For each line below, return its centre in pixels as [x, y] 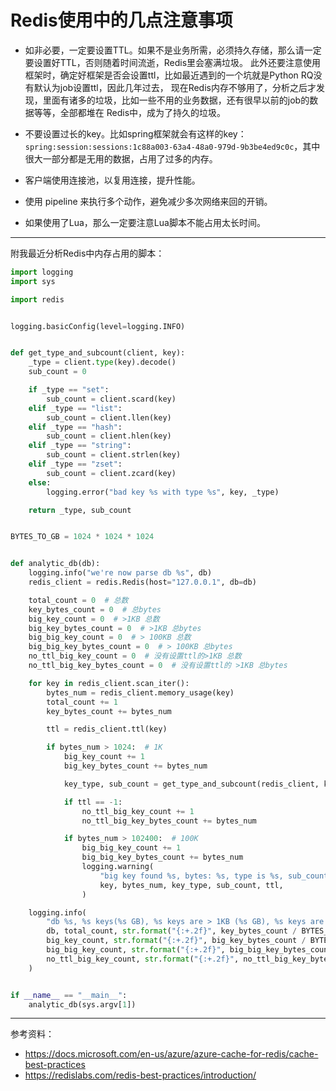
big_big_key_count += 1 [131, 848]
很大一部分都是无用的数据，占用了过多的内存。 [121, 158]
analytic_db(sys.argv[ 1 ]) [82, 1004]
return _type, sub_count [80, 510]
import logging [42, 272]
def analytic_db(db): [55, 564]
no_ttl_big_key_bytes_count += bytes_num [169, 821]
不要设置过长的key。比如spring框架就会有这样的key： [135, 133]
